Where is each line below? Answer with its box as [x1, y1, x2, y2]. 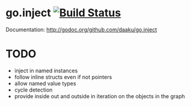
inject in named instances [14, 67, 78, 74]
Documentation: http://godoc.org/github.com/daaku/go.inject [5, 26, 157, 33]
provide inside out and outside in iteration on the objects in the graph [14, 92, 186, 99]
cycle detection [14, 86, 53, 93]
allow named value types [14, 79, 76, 87]
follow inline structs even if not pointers [14, 73, 112, 81]
